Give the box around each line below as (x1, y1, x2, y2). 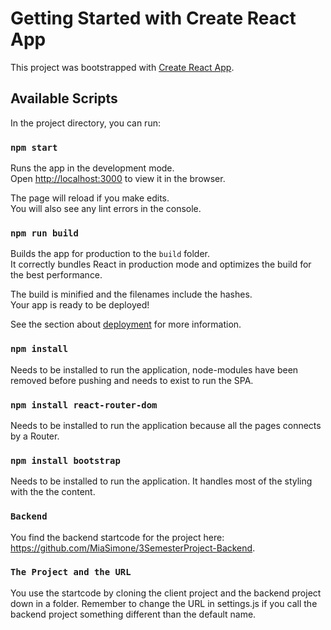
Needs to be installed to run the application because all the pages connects (10, 419, 322, 431)
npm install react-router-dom (10, 399, 158, 411)
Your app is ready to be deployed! (10, 299, 150, 311)
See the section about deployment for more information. (10, 318, 242, 331)
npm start (10, 142, 58, 153)
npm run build (10, 227, 79, 239)
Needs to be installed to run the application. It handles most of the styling (10, 475, 313, 487)
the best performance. (10, 269, 103, 281)
